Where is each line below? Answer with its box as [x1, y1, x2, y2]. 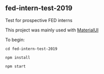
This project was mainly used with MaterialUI [5, 27, 99, 33]
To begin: [5, 36, 25, 42]
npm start [5, 63, 26, 69]
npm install [5, 55, 30, 60]
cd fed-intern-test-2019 [5, 46, 58, 51]
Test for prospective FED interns [5, 17, 73, 23]
